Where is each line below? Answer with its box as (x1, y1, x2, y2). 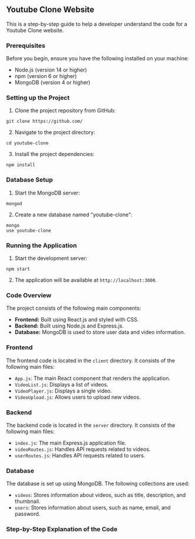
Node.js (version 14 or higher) (14, 66, 87, 73)
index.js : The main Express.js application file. (14, 439, 127, 446)
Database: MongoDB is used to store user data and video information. (14, 329, 186, 336)
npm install (6, 162, 35, 168)
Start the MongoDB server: (14, 189, 80, 196)
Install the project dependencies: (14, 151, 95, 158)
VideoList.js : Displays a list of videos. (14, 381, 109, 388)
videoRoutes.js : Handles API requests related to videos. (14, 446, 151, 453)
